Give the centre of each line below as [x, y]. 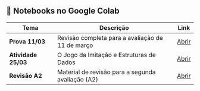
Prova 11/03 [27, 41]
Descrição [114, 27]
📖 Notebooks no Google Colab [63, 11]
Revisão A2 [26, 76]
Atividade [23, 55]
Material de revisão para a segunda [107, 72]
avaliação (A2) [78, 79]
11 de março [75, 45]
